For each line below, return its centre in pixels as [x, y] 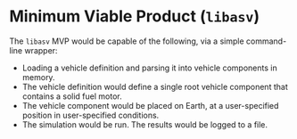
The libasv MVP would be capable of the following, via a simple [127, 41]
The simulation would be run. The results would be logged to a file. [145, 124]
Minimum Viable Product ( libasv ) [135, 16]
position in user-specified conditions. [91, 115]
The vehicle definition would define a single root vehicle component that [155, 86]
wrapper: [41, 50]
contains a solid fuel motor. [72, 96]
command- [266, 41]
